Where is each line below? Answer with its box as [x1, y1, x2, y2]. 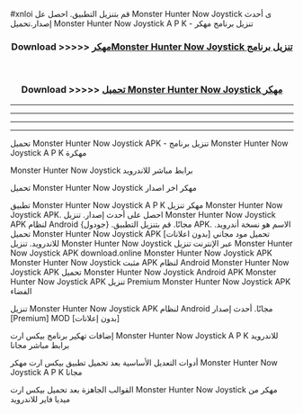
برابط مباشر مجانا [10, 339, 70, 350]
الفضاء [10, 285, 32, 296]
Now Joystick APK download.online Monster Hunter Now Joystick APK [10, 247, 272, 258]
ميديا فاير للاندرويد [10, 393, 71, 404]
